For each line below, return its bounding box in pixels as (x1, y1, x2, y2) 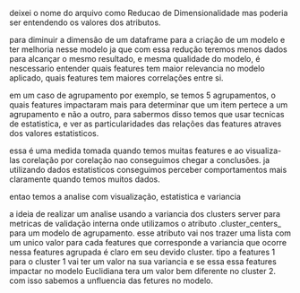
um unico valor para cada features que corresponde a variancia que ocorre (9, 237, 287, 247)
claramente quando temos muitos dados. (9, 174, 161, 185)
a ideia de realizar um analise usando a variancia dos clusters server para (9, 209, 280, 219)
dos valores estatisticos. (9, 128, 99, 138)
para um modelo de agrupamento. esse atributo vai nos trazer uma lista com (9, 228, 292, 238)
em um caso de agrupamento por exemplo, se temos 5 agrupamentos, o (9, 90, 276, 100)
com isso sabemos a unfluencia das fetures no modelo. (9, 275, 213, 286)
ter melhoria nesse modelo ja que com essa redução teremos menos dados (9, 44, 288, 55)
